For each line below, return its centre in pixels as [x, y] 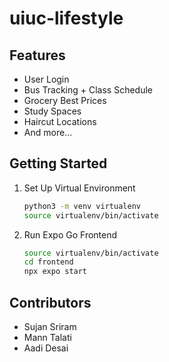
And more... [48, 132]
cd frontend [48, 262]
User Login [46, 79]
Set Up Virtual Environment [79, 188]
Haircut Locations [60, 121]
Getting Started [58, 163]
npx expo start [55, 272]
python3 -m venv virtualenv [82, 206]
